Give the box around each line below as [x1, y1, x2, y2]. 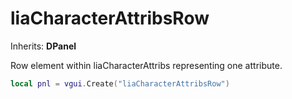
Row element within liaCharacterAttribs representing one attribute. [10, 59, 283, 71]
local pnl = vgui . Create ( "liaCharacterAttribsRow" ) [10, 78, 230, 89]
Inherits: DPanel [10, 40, 77, 52]
